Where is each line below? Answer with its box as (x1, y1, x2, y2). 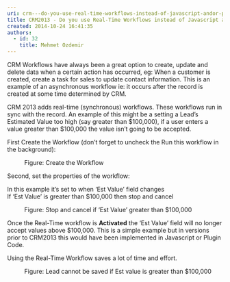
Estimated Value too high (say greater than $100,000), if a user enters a (7, 118, 209, 125)
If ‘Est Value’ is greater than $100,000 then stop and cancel (7, 192, 174, 201)
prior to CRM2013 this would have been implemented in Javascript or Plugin (7, 233, 221, 242)
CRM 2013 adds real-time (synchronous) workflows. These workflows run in (7, 103, 222, 111)
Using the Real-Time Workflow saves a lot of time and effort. (7, 254, 178, 262)
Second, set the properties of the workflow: (7, 172, 130, 180)
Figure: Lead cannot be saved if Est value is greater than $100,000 (24, 268, 212, 275)
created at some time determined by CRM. (7, 90, 127, 98)
